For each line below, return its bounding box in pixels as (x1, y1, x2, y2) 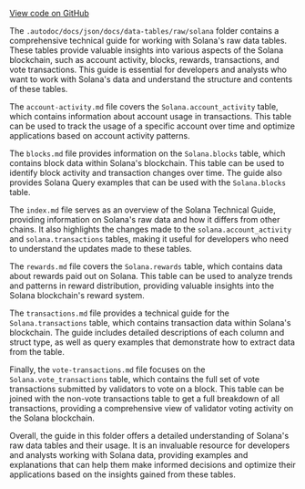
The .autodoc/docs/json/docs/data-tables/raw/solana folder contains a (9, 26, 280, 36)
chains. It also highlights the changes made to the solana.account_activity (9, 224, 292, 234)
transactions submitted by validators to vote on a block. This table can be (9, 383, 285, 394)
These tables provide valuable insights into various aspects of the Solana (9, 45, 284, 56)
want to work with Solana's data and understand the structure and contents (9, 74, 293, 85)
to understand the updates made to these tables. (9, 244, 193, 254)
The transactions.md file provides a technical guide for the (9, 307, 229, 318)
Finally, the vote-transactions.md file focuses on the (9, 364, 206, 375)
